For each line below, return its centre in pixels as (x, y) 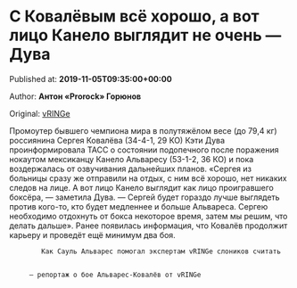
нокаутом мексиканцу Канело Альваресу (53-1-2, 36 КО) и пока (132, 159)
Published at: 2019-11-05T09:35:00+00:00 (91, 78)
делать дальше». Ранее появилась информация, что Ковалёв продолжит (148, 226)
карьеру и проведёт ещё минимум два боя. (92, 235)
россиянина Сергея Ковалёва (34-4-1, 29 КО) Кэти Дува (117, 140)
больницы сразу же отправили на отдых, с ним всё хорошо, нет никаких (148, 178)
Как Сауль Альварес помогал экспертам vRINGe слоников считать (161, 251)
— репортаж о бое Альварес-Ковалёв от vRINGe (115, 275)
